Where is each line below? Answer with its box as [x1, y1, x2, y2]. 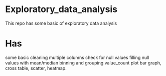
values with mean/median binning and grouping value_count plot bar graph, [5, 59, 161, 66]
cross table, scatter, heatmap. [5, 65, 67, 71]
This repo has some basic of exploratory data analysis [5, 20, 117, 26]
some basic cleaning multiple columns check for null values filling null [5, 54, 149, 60]
